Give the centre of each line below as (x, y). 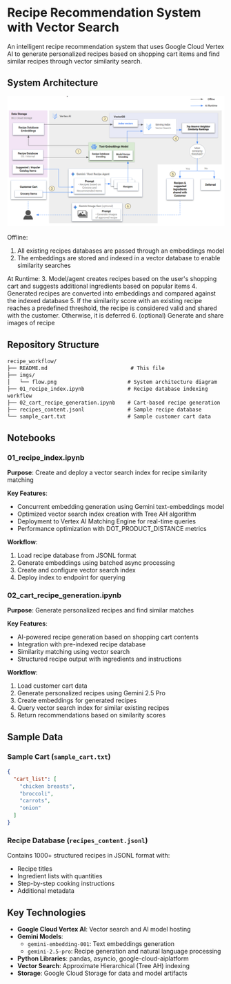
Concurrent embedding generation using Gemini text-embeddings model (121, 506)
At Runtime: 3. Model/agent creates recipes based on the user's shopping (112, 279)
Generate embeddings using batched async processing (96, 562)
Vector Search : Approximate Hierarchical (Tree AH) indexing (103, 966)
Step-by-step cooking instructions (66, 884)
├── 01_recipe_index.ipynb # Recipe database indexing (108, 389)
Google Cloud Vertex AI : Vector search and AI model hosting (104, 929)
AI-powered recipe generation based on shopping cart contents (108, 637)
